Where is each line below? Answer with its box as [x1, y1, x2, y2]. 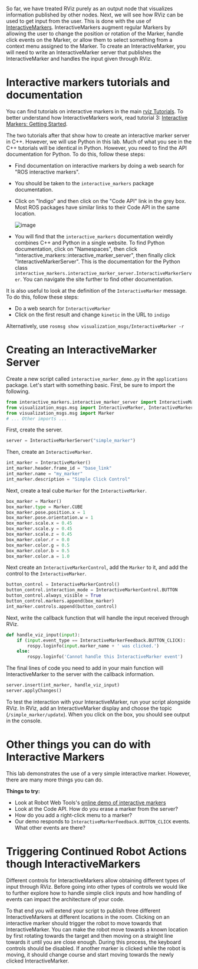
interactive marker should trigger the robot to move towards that [6, 919, 162, 927]
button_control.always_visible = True [6, 592, 101, 598]
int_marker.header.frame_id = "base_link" [6, 466, 112, 472]
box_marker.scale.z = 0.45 [6, 531, 72, 537]
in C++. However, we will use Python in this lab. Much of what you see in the [6, 138, 192, 145]
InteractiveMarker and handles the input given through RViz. [6, 55, 152, 62]
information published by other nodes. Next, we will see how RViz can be [6, 11, 184, 18]
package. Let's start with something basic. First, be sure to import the [6, 381, 175, 388]
